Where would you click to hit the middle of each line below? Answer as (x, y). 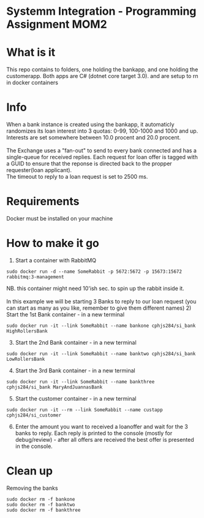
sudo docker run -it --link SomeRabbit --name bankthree (81, 382)
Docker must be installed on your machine (60, 218)
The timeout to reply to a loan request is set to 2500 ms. (77, 177)
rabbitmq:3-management (35, 277)
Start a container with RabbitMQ (56, 260)
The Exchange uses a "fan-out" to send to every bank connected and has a (102, 151)
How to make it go (53, 243)
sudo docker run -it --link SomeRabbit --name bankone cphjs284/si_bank (101, 326)
